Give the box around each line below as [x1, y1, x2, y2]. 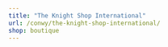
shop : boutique [8, 26, 60, 34]
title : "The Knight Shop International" [8, 11, 147, 20]
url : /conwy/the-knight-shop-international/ [8, 19, 161, 27]
